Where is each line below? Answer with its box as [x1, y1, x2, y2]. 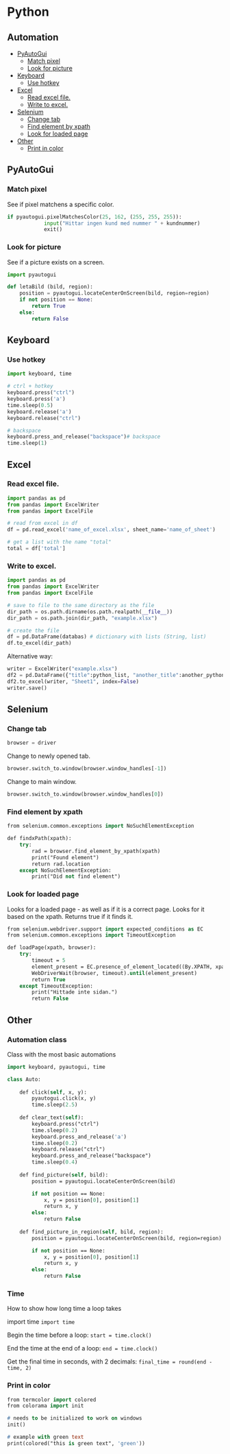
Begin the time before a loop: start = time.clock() [7, 1331, 152, 1340]
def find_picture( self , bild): [19, 1171, 109, 1179]
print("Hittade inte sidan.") [31, 989, 118, 996]
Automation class [7, 1035, 67, 1044]
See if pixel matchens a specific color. [7, 200, 114, 208]
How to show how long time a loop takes [7, 1305, 122, 1313]
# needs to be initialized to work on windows [7, 1415, 142, 1422]
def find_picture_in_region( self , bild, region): [19, 1228, 164, 1235]
